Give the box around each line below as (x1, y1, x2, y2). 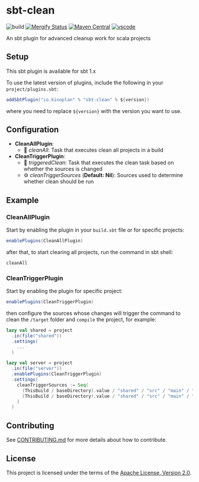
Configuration (6, 125, 59, 135)
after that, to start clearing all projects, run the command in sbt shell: (6, 249, 174, 255)
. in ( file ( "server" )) (11, 365, 62, 372)
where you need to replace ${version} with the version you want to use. (6, 107, 182, 114)
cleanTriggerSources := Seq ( (17, 382, 89, 388)
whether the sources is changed (23, 165, 102, 172)
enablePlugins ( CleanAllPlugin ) (6, 238, 84, 244)
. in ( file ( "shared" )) (11, 333, 62, 339)
